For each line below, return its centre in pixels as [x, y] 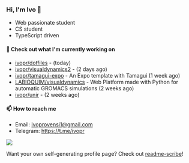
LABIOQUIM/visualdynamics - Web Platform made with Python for [97, 82]
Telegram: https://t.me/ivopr [50, 131]
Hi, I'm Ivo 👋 [24, 10]
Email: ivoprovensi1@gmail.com [54, 124]
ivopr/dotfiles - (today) [43, 63]
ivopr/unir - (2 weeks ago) [47, 94]
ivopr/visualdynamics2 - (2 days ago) [61, 69]
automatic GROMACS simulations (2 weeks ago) [74, 88]
